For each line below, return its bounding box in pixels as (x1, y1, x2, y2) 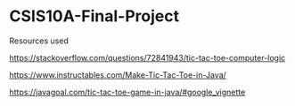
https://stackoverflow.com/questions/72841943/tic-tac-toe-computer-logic (9, 52, 286, 63)
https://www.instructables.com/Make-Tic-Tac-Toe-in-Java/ (9, 69, 227, 80)
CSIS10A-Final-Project (9, 6, 180, 26)
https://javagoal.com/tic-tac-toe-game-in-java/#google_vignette (9, 87, 246, 97)
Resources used (9, 35, 69, 46)
